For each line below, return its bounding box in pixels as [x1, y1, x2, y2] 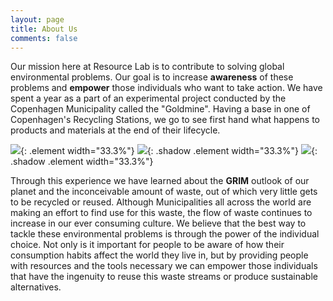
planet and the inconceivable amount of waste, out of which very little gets [10, 186, 318, 198]
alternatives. [10, 281, 62, 293]
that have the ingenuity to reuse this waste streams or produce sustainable [10, 271, 318, 283]
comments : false [10, 33, 78, 43]
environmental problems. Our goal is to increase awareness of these [10, 71, 294, 83]
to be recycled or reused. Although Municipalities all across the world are [10, 196, 312, 208]
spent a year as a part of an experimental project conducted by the [10, 92, 287, 105]
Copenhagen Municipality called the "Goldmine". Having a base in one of [10, 103, 311, 115]
